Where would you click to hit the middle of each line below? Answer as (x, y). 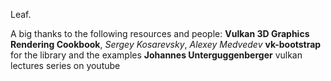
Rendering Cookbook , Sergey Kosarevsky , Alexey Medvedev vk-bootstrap (166, 44)
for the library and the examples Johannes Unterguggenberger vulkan (156, 55)
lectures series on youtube (65, 65)
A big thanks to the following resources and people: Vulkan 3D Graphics (160, 33)
